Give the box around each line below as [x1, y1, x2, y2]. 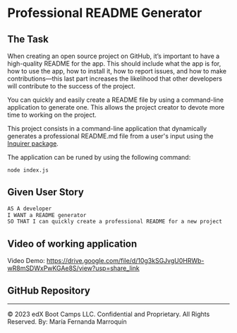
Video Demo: [7, 257, 46, 265]
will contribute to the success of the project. [7, 82, 135, 90]
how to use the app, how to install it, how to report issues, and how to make [7, 67, 227, 75]
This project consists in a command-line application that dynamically [7, 124, 207, 132]
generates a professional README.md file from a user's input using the [7, 132, 214, 140]
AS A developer [7, 205, 52, 212]
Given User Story [7, 186, 85, 199]
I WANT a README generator [7, 211, 87, 218]
